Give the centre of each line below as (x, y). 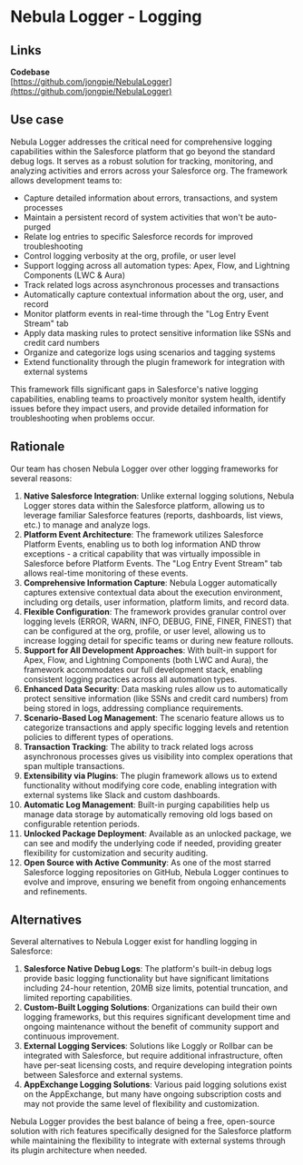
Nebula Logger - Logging (106, 17)
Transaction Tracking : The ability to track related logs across (138, 746)
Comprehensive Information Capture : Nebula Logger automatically (150, 582)
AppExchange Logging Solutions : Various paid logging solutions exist (155, 1085)
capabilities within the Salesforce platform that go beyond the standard (143, 151)
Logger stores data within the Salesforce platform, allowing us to (144, 505)
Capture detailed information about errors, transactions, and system (150, 198)
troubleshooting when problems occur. (83, 418)
